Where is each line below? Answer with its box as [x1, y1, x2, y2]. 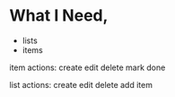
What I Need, [9, 5, 109, 26]
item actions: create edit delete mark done [9, 62, 166, 73]
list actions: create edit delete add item [9, 79, 153, 90]
